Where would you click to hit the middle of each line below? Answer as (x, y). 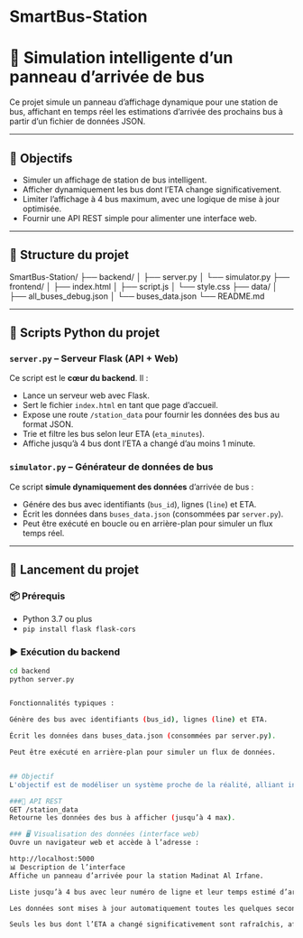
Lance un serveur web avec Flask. (86, 395)
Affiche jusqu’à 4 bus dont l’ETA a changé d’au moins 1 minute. (139, 443)
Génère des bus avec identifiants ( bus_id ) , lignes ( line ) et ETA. (139, 720)
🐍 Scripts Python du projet (85, 333)
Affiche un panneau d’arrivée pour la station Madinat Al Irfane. (137, 876)
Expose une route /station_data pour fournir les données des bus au (151, 415)
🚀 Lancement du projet (74, 570)
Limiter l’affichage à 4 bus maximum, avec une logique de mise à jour (151, 199)
